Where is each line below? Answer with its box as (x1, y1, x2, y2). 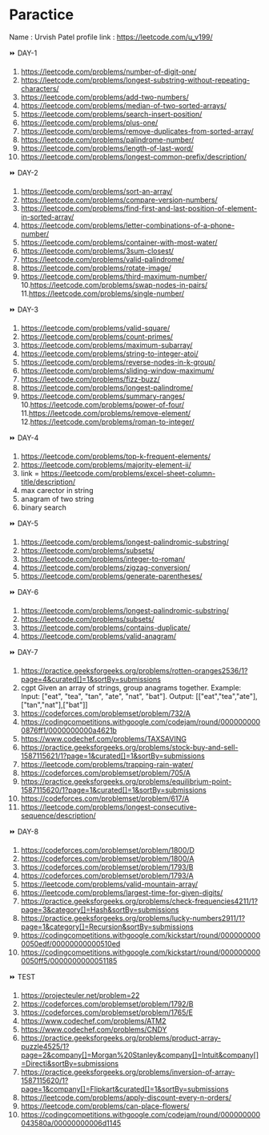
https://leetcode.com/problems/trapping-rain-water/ (20, 759, 194, 769)
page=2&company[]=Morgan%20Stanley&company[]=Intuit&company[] (20, 1050, 259, 1060)
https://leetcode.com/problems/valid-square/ (20, 323, 171, 333)
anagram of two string (20, 494, 94, 503)
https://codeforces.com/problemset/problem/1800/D (20, 845, 195, 854)
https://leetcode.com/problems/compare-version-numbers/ (20, 195, 219, 204)
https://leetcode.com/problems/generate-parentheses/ (20, 571, 203, 580)
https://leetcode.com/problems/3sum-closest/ (20, 246, 175, 256)
